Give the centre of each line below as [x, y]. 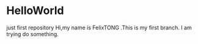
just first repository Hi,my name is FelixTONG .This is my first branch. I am [99, 28]
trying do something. [33, 34]
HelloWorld [35, 11]
